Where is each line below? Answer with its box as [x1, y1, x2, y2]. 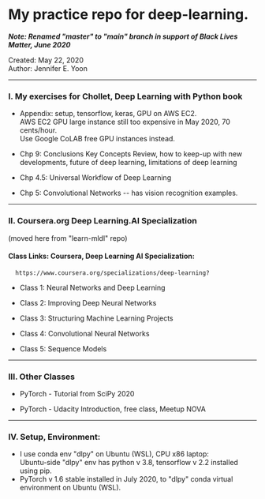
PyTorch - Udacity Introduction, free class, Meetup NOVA [19, 404, 207, 414]
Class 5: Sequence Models [19, 343, 107, 353]
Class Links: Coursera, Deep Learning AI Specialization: [8, 251, 195, 261]
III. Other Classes [8, 371, 75, 382]
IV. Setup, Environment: [8, 431, 101, 442]
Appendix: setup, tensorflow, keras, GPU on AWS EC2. [19, 109, 197, 118]
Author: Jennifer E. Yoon [8, 63, 88, 73]
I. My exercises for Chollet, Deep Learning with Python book [8, 91, 243, 102]
